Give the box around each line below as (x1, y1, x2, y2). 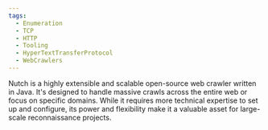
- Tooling (15, 42, 48, 50)
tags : (8, 11, 27, 20)
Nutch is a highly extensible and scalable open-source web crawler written (8, 78, 257, 88)
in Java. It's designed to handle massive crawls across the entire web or (8, 87, 248, 96)
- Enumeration (15, 19, 63, 27)
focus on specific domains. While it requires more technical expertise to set (8, 95, 259, 105)
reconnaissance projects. (27, 112, 112, 122)
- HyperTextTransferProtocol (15, 49, 113, 57)
